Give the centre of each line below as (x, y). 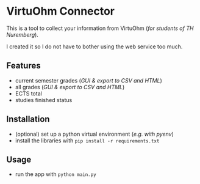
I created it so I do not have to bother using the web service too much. (95, 46)
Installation (28, 120)
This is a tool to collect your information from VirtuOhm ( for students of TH (100, 28)
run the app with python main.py (55, 174)
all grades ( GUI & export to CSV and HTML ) (70, 87)
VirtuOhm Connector (60, 11)
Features (23, 66)
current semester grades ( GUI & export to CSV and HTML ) (89, 80)
